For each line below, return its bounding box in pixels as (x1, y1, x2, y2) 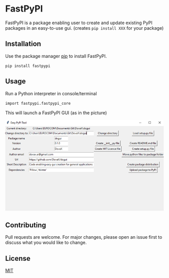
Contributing (5, 221, 46, 229)
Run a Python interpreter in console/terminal (5, 90, 97, 96)
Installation (5, 40, 41, 48)
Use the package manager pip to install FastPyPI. (5, 53, 107, 59)
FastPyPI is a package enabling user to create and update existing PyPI (5, 20, 152, 26)
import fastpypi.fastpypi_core (5, 101, 71, 106)
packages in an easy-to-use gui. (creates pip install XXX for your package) (5, 25, 164, 31)
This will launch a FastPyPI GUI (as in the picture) (5, 109, 107, 116)
